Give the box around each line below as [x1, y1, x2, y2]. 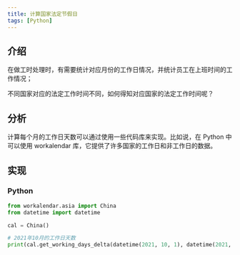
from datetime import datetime [7, 209, 101, 216]
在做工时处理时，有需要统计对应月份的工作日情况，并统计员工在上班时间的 [7, 66, 226, 74]
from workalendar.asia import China [7, 202, 116, 209]
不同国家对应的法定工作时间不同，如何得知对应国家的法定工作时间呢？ [7, 90, 214, 98]
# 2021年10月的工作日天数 [7, 234, 76, 242]
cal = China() [7, 222, 50, 229]
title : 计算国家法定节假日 [7, 10, 79, 18]
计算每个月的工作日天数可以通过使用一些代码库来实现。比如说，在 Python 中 [7, 132, 232, 141]
